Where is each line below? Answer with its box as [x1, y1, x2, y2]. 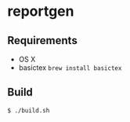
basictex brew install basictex [18, 63, 122, 72]
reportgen [7, 2, 74, 20]
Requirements [7, 34, 78, 47]
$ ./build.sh [7, 106, 50, 114]
